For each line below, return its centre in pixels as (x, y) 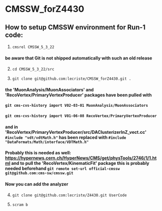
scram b (20, 205)
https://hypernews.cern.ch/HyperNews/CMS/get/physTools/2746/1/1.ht (81, 158)
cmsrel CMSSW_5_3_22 (33, 47)
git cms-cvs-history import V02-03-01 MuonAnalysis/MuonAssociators (77, 106)
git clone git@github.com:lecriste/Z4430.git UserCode (69, 195)
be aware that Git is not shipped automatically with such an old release (79, 58)
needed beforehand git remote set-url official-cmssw (63, 169)
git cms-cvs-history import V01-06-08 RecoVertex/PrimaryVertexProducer (81, 116)
